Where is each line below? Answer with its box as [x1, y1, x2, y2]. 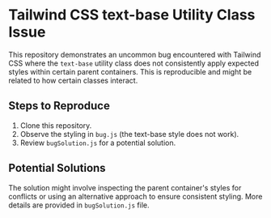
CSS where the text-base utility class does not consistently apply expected [8, 58, 260, 68]
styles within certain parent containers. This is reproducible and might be [8, 66, 252, 76]
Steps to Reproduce [8, 99, 111, 113]
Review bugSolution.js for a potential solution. [19, 138, 176, 147]
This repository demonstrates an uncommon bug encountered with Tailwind [8, 49, 261, 59]
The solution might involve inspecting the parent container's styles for [8, 182, 242, 192]
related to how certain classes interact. [8, 75, 138, 85]
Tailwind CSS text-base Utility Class [8, 6, 256, 24]
